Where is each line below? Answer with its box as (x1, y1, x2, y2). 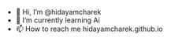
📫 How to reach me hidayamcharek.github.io (15, 24, 163, 33)
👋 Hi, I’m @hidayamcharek (15, 8, 102, 16)
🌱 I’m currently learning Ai (15, 15, 100, 25)
